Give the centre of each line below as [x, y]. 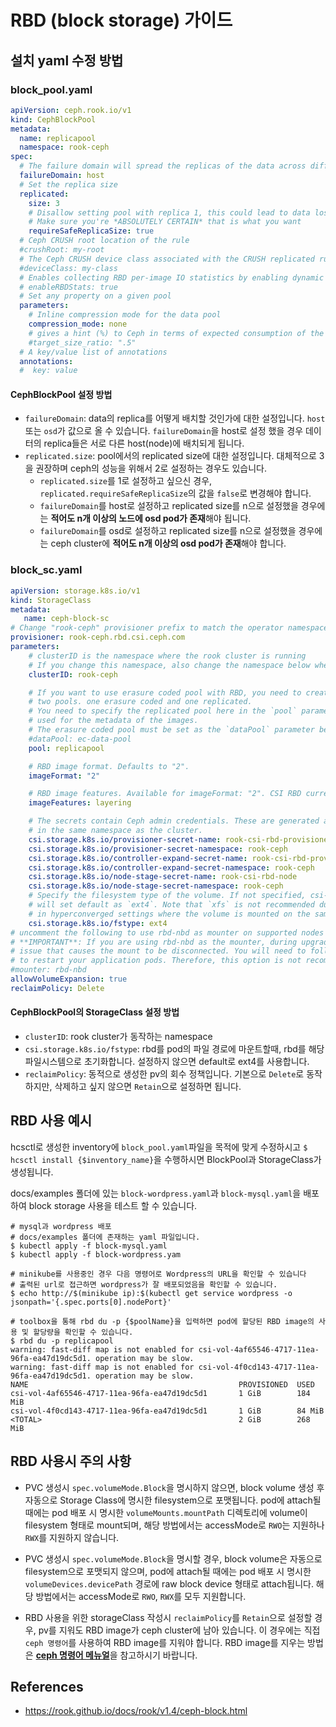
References [47, 1686]
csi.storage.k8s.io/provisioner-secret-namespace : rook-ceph [158, 849]
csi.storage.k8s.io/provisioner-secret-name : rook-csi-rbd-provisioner [180, 839]
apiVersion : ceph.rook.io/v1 [71, 110]
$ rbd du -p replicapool [62, 1341]
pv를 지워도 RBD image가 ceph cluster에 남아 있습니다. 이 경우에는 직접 [179, 1630]
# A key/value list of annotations [93, 352]
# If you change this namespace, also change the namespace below [169, 665]
